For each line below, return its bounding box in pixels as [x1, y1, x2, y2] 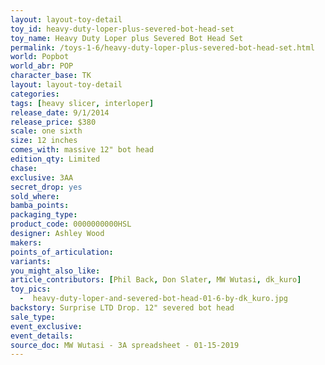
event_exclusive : [10, 321, 83, 331]
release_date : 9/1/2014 [10, 107, 110, 118]
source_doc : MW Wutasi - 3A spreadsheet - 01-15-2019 [10, 340, 240, 350]
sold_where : [10, 191, 60, 201]
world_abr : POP [10, 61, 74, 71]
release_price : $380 [10, 117, 97, 127]
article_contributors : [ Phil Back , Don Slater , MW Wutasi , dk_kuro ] [10, 275, 302, 285]
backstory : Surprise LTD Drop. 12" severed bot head [10, 303, 235, 313]
